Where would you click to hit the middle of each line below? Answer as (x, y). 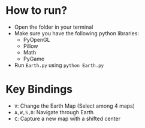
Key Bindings (39, 89)
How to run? (36, 10)
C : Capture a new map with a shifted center (67, 118)
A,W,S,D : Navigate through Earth (54, 112)
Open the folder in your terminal (54, 27)
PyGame (34, 59)
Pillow (31, 46)
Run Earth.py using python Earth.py (59, 65)
